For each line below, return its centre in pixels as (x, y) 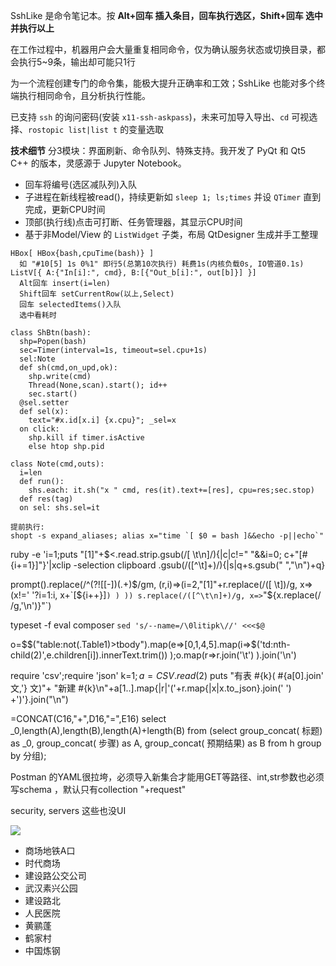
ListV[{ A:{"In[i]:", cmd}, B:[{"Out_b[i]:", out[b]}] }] (133, 273)
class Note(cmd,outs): (57, 464)
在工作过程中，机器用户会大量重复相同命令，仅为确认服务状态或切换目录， (163, 49)
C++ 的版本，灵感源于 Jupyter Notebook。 (98, 163)
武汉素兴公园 (51, 888)
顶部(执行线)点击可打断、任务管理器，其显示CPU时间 (133, 222)
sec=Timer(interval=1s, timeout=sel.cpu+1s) (113, 350)
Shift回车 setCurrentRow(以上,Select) (97, 294)
